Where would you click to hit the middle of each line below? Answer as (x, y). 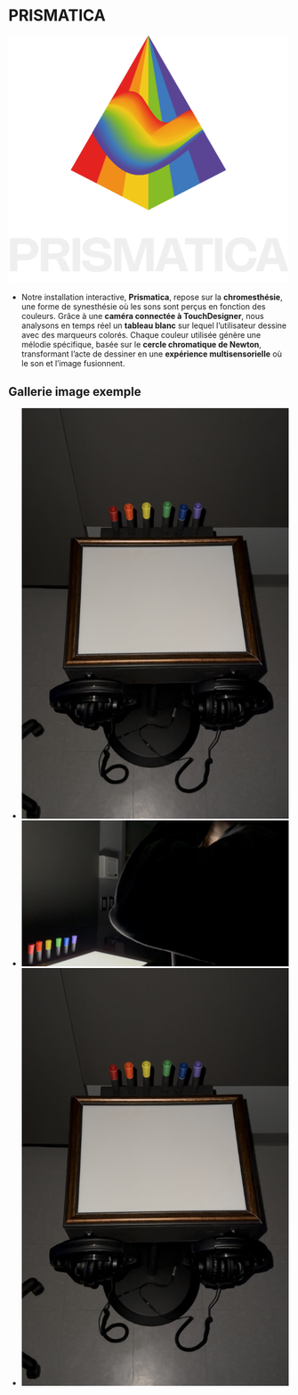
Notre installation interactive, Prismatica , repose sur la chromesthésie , (152, 297)
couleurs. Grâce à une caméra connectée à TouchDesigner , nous (142, 316)
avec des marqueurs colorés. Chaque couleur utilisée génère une (141, 335)
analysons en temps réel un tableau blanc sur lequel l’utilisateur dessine (154, 325)
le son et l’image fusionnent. (73, 364)
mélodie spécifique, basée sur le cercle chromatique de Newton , (141, 345)
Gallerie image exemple (75, 392)
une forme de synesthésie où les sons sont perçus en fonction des (143, 307)
